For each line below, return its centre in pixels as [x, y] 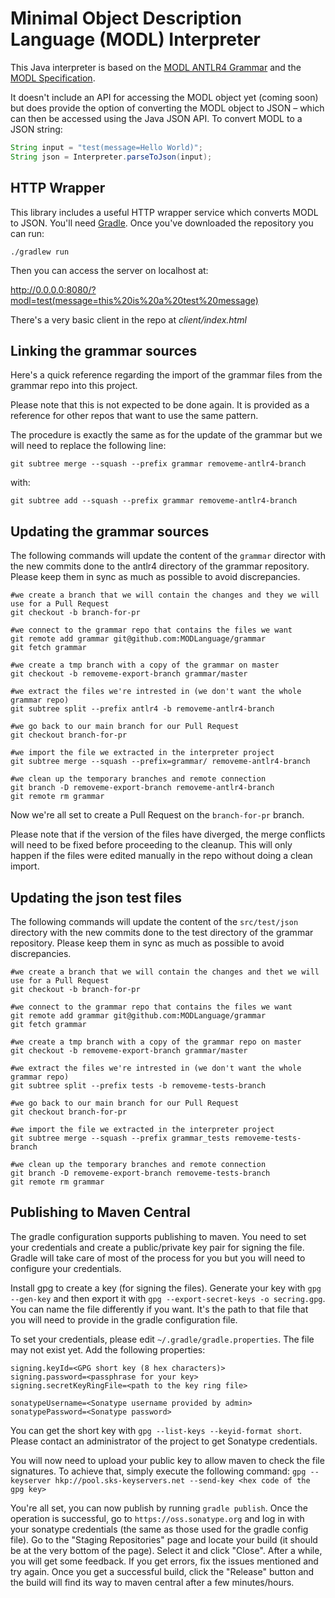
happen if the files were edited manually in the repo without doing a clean [161, 856]
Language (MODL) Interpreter [136, 39]
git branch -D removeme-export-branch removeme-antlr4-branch [142, 788]
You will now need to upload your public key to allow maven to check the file [167, 1460]
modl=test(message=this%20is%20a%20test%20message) [134, 300]
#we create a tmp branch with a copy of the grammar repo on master [156, 1042]
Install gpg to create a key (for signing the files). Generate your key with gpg [166, 1288]
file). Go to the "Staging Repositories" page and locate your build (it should [164, 1539]
